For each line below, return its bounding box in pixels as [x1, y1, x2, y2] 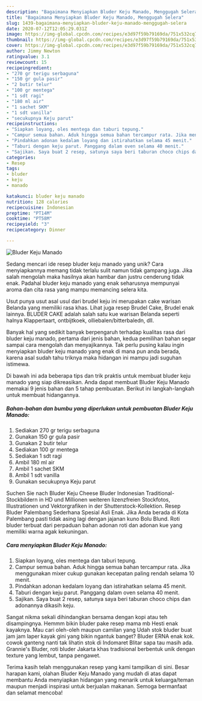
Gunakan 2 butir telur [14, 439, 68, 446]
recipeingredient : [6, 64, 52, 71]
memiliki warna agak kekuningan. [6, 528, 89, 535]
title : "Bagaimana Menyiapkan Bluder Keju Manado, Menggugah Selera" [6, 14, 185, 20]
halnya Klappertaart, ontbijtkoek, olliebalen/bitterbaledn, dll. [6, 317, 155, 324]
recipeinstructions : [6, 121, 58, 127]
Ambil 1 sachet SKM [14, 465, 64, 472]
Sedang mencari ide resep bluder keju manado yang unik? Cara [6, 260, 164, 267]
